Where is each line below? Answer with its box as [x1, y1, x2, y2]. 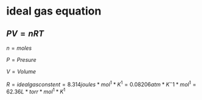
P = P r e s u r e [6, 56, 37, 63]
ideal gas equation [6, 4, 102, 18]
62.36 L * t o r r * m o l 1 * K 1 [6, 87, 66, 95]
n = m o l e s [6, 44, 32, 52]
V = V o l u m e [6, 68, 37, 75]
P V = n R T [6, 28, 44, 39]
